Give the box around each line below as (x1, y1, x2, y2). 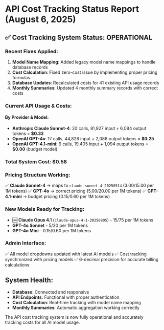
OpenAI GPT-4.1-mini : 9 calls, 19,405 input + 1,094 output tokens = (12, 141, 148, 147)
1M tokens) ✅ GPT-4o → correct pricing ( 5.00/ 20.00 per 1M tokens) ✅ (5, 188, 147, 194)
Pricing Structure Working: (5, 171, 70, 178)
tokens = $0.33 (12, 131, 44, 136)
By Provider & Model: (5, 114, 49, 120)
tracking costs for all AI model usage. (5, 319, 80, 325)
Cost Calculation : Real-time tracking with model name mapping (12, 299, 141, 305)
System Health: (5, 276, 53, 285)
